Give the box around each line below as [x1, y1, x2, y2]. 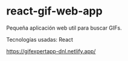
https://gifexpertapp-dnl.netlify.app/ [6, 47, 96, 55]
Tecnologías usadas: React [6, 36, 74, 43]
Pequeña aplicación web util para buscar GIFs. [6, 24, 122, 31]
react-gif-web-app [6, 4, 103, 18]
